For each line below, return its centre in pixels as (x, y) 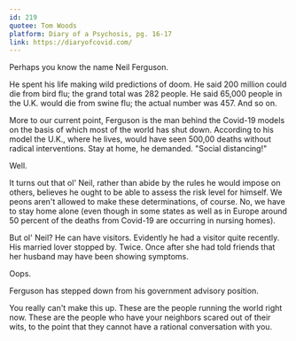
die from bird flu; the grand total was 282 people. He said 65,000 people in (146, 94)
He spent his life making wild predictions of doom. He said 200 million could (148, 84)
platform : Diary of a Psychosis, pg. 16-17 (91, 34)
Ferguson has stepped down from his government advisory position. (134, 291)
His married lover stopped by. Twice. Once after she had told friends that (142, 247)
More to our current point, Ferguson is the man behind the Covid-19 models (147, 120)
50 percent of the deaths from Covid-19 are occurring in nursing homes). (143, 221)
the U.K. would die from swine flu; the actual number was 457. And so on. (143, 104)
